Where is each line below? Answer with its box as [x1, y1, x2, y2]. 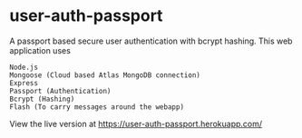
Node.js [9, 63, 39, 72]
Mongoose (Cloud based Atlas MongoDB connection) [9, 70, 201, 80]
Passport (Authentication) [9, 86, 112, 95]
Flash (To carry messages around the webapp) [9, 102, 184, 112]
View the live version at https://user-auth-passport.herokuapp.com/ [9, 118, 263, 129]
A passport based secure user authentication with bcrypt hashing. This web [9, 35, 293, 46]
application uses [9, 44, 71, 55]
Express [9, 78, 39, 87]
